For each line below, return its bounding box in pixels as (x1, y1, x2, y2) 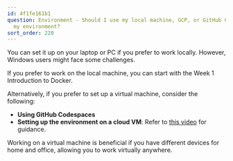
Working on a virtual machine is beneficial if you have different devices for (7, 139, 220, 147)
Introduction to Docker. (7, 77, 73, 85)
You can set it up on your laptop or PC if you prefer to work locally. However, (7, 48, 226, 57)
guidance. (17, 125, 46, 133)
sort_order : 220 (7, 29, 54, 37)
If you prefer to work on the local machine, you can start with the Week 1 (7, 69, 214, 77)
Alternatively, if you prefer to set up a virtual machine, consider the (7, 90, 198, 98)
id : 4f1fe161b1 (7, 10, 51, 17)
